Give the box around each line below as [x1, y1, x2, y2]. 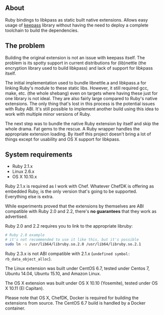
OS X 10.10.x [12, 174, 37, 180]
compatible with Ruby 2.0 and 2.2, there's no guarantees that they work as [5, 209, 157, 214]
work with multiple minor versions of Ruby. [5, 111, 92, 117]
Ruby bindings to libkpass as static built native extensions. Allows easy [5, 17, 148, 23]
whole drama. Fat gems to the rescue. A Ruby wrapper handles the [5, 126, 140, 131]
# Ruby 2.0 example [5, 233, 45, 237]
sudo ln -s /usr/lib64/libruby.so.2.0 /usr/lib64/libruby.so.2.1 [5, 242, 141, 247]
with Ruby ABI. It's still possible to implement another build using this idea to [5, 105, 159, 112]
